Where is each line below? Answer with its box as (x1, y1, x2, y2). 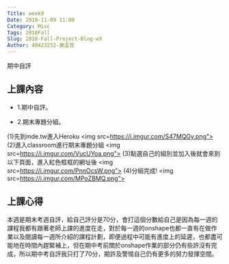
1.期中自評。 (16, 103, 52, 111)
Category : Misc (7, 23, 51, 29)
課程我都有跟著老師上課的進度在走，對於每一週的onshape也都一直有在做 (7, 224, 211, 232)
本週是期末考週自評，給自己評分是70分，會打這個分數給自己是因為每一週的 (7, 215, 218, 224)
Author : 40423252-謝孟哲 (7, 42, 75, 49)
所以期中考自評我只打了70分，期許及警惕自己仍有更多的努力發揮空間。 (18, 250, 218, 258)
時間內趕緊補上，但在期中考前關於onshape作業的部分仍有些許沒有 (25, 241, 211, 249)
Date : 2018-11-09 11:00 (7, 16, 75, 23)
